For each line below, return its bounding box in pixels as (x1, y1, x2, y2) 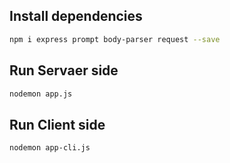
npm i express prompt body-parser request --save (9, 34, 221, 44)
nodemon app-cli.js (9, 143, 91, 153)
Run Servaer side (9, 62, 119, 79)
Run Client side (9, 116, 106, 133)
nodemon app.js (9, 89, 73, 99)
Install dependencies (9, 8, 143, 25)
